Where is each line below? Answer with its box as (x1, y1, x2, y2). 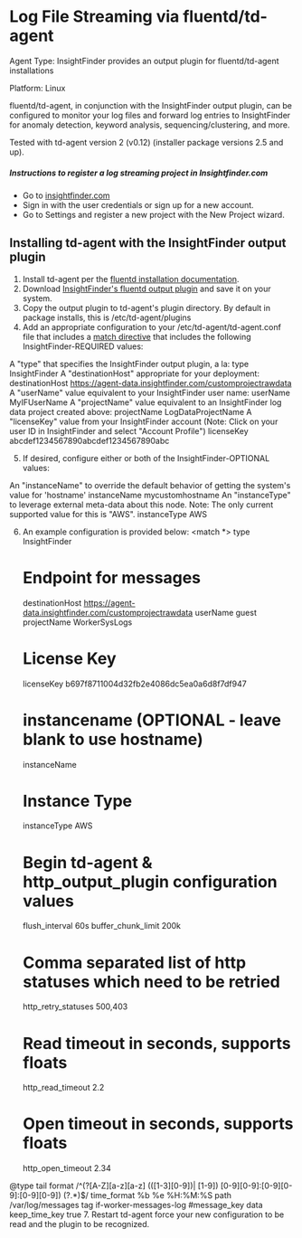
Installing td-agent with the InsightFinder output (9, 235, 287, 250)
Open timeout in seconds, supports (22, 1114, 294, 1134)
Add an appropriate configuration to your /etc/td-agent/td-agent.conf (22, 321, 282, 332)
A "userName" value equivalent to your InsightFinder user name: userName (9, 387, 291, 398)
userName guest (194, 607, 258, 618)
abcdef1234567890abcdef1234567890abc (9, 435, 170, 446)
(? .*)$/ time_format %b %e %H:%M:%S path (62, 1190, 232, 1201)
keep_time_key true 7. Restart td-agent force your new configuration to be (9, 1209, 285, 1220)
